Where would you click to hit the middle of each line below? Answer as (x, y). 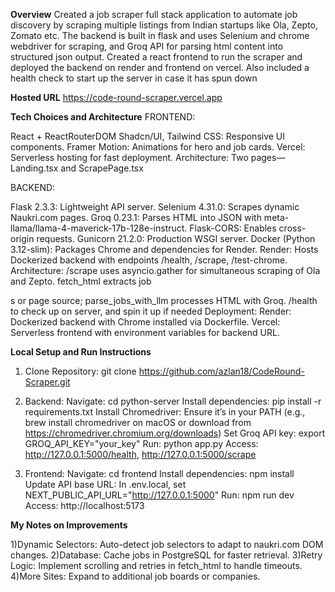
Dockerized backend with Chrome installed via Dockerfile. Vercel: (145, 322)
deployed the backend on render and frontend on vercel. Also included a (160, 67)
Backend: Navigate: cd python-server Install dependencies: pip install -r (173, 401)
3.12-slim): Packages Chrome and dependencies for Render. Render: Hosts (164, 249)
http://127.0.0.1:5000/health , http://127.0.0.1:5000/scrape (140, 454)
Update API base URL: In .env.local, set (105, 484)
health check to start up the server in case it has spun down (134, 78)
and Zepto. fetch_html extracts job (81, 281)
